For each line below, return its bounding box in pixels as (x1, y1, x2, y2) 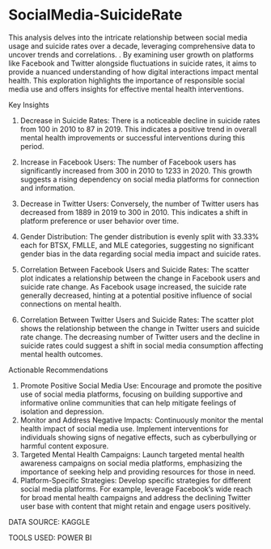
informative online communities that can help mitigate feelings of (19, 397, 237, 407)
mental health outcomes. (19, 349, 104, 358)
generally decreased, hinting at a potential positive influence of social (19, 290, 252, 300)
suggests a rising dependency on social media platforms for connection (19, 174, 260, 184)
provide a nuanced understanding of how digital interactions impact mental (8, 66, 259, 76)
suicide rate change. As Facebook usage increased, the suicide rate (19, 281, 247, 291)
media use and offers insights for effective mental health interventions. (8, 84, 244, 94)
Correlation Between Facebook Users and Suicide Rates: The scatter (19, 264, 249, 274)
